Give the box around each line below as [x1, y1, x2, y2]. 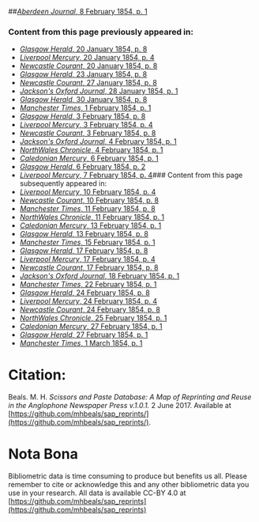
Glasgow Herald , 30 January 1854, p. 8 [19, 95, 148, 104]
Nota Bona [8, 445, 79, 463]
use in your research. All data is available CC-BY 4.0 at [8, 488, 186, 497]
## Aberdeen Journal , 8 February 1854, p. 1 [8, 7, 148, 16]
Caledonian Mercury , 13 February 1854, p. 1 [19, 221, 162, 230]
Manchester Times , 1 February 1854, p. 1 [19, 103, 152, 113]
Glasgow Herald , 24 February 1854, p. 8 [19, 288, 150, 297]
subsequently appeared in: [19, 179, 107, 188]
